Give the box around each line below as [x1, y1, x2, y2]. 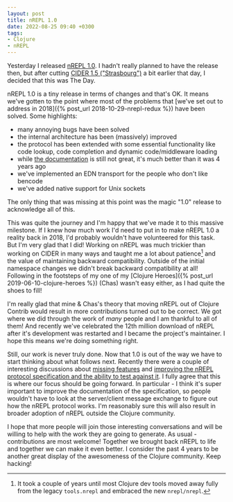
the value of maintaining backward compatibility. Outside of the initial [7, 256, 205, 265]
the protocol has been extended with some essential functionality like [17, 140, 216, 148]
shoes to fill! [7, 286, 42, 294]
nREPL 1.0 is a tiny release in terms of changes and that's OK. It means [7, 90, 209, 98]
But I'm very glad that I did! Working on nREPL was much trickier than [7, 241, 206, 249]
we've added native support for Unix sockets [17, 185, 146, 192]
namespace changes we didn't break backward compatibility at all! [7, 264, 199, 272]
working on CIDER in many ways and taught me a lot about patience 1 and [7, 248, 216, 258]
